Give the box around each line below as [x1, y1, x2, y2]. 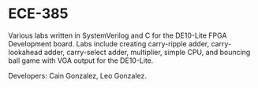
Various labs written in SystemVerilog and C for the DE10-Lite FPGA [8, 31, 227, 40]
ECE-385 [8, 5, 69, 23]
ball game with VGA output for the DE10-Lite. [8, 56, 154, 65]
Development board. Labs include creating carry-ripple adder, [8, 38, 210, 48]
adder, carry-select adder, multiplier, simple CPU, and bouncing [43, 47, 251, 57]
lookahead [8, 47, 43, 57]
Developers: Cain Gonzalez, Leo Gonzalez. [8, 71, 148, 80]
